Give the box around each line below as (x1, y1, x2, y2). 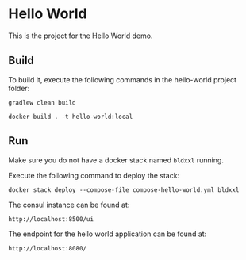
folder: (8, 83, 30, 93)
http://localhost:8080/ (8, 244, 87, 252)
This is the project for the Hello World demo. (8, 31, 153, 40)
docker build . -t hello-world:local (8, 113, 133, 120)
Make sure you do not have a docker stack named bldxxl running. (8, 155, 225, 165)
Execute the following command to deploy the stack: (8, 170, 180, 180)
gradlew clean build (8, 98, 77, 107)
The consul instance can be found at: (8, 200, 130, 209)
